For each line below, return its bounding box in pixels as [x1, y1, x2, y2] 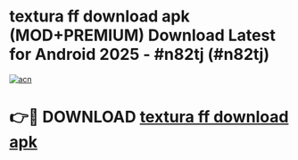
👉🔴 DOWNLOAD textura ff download [9, 107, 289, 127]
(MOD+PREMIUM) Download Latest [9, 25, 277, 46]
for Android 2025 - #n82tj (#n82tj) [9, 45, 270, 64]
